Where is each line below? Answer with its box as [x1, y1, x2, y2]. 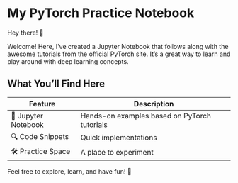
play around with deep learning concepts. [7, 57, 129, 65]
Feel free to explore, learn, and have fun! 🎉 [7, 167, 132, 175]
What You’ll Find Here [7, 78, 105, 90]
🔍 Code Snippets [11, 131, 69, 141]
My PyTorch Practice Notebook [7, 5, 195, 21]
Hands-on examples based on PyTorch [80, 111, 211, 121]
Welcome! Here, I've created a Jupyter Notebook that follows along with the [7, 42, 229, 50]
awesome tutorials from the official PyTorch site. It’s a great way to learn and [7, 50, 231, 58]
